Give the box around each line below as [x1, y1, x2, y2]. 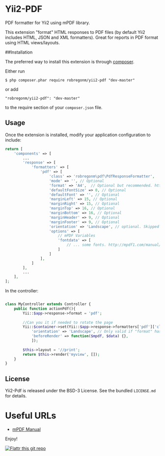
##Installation [5, 49, 33, 55]
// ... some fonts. [66, 242, 107, 248]
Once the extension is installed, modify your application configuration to [5, 132, 151, 138]
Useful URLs [5, 410, 56, 421]
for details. [5, 393, 27, 399]
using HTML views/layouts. [5, 39, 60, 45]
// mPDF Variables [57, 233, 96, 238]
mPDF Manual [12, 427, 41, 432]
